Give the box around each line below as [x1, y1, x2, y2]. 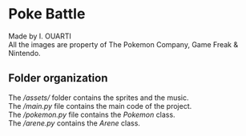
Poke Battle [8, 5, 86, 23]
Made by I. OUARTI [8, 31, 72, 41]
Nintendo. [8, 48, 42, 58]
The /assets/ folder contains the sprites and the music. [8, 93, 189, 102]
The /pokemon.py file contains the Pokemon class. [8, 110, 175, 119]
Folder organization [8, 71, 108, 85]
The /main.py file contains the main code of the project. [8, 101, 192, 110]
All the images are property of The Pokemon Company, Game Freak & [8, 39, 239, 49]
